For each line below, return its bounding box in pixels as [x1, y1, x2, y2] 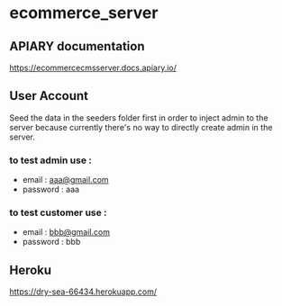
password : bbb [22, 237, 81, 247]
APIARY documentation [9, 39, 145, 54]
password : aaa [22, 184, 79, 195]
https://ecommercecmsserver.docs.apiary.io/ [9, 62, 177, 73]
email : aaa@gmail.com [22, 175, 110, 185]
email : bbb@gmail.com [22, 227, 111, 238]
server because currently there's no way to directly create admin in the [9, 121, 273, 132]
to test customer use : [9, 206, 107, 219]
